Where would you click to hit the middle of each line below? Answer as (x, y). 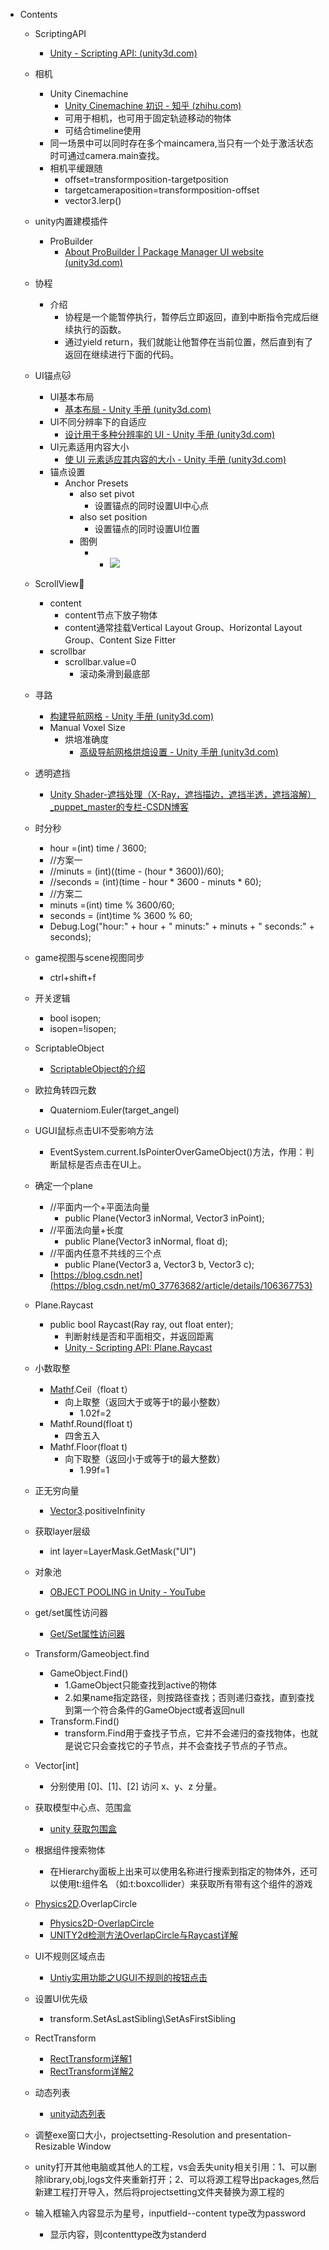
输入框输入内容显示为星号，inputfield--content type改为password (170, 2213)
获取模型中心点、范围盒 (83, 1807)
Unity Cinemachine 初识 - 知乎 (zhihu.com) (153, 105)
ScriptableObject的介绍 (97, 1068)
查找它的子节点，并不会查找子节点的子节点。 (200, 1745)
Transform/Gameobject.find (92, 1653)
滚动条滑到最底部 (114, 673)
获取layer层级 (62, 1531)
